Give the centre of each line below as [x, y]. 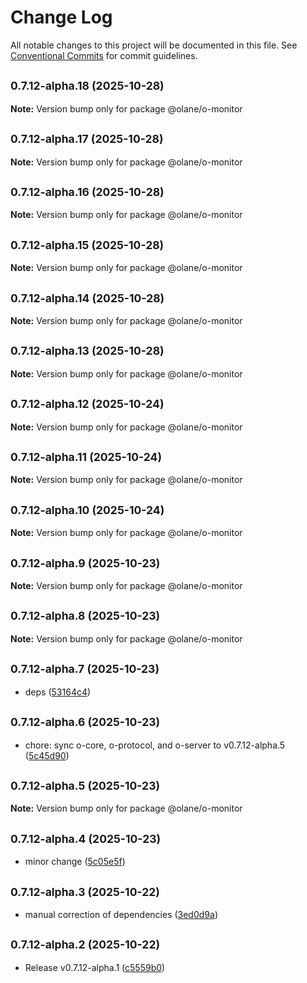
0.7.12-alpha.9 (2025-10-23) [85, 563]
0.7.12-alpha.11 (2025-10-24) [86, 457]
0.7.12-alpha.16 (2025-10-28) [87, 191]
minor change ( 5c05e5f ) [75, 862]
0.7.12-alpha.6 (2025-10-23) [85, 722]
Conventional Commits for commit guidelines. [104, 55]
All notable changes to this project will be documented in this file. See [154, 45]
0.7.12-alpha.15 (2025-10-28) [87, 244]
